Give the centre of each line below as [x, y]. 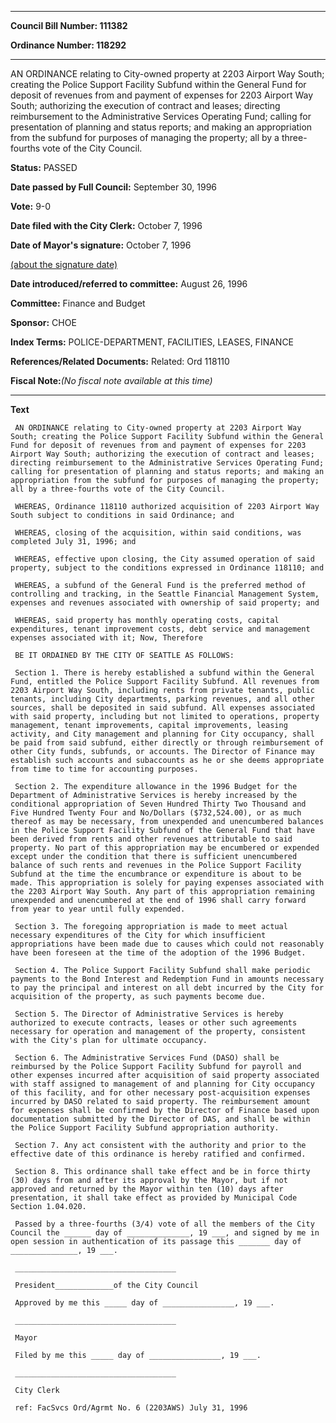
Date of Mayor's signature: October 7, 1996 [101, 245]
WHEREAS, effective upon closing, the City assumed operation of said [164, 559]
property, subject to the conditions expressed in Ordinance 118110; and [167, 568]
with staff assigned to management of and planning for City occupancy [162, 1084]
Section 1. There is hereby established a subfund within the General [164, 673]
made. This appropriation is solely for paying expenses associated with [167, 883]
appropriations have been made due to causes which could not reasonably [167, 944]
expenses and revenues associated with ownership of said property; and [165, 603]
